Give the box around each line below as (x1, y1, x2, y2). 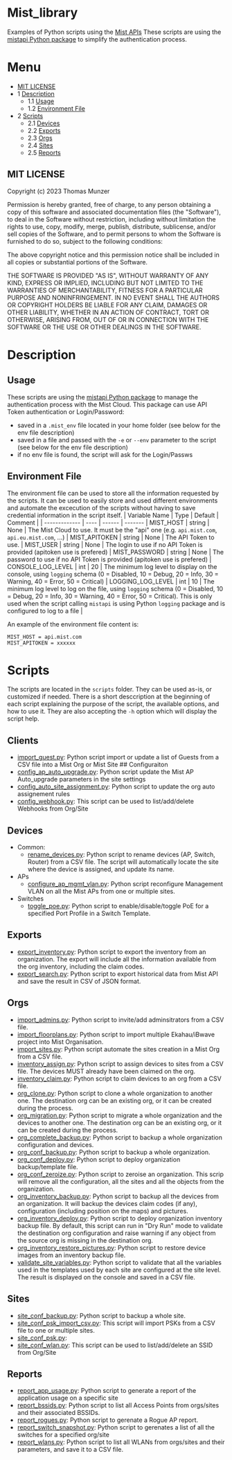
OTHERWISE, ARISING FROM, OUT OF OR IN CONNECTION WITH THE (7, 315, 209, 323)
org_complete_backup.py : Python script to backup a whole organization (17, 1133, 223, 1142)
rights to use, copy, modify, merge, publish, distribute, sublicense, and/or (7, 222, 216, 231)
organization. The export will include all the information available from (17, 955, 217, 963)
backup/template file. (17, 1162, 78, 1171)
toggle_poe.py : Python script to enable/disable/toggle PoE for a (27, 902, 209, 910)
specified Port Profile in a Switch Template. (27, 909, 151, 918)
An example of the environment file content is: (7, 620, 139, 628)
